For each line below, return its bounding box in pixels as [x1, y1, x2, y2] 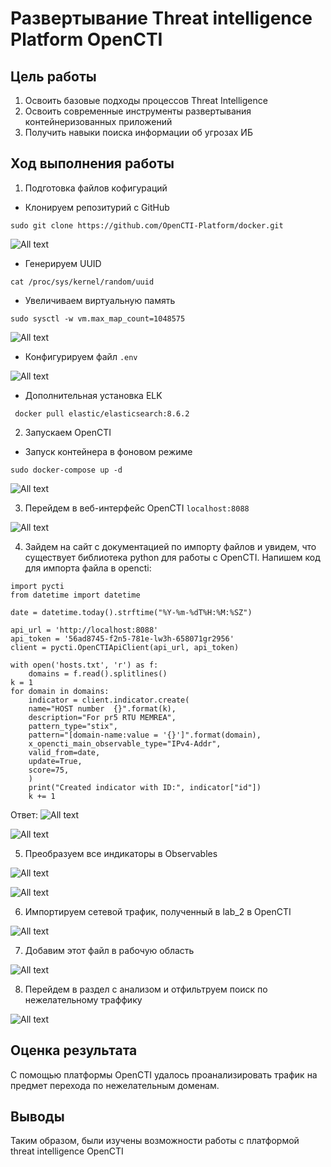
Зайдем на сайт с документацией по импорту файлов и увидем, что [24, 540, 317, 552]
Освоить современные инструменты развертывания [24, 105, 252, 117]
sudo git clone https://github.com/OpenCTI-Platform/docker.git [10, 220, 284, 231]
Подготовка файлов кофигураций [24, 182, 168, 194]
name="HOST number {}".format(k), [28, 703, 177, 714]
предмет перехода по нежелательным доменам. [10, 1079, 220, 1091]
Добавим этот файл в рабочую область [24, 944, 195, 956]
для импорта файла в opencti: [24, 562, 152, 574]
